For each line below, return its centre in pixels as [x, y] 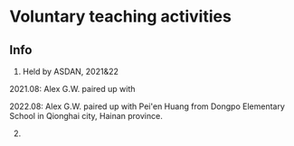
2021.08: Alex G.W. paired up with [72, 89]
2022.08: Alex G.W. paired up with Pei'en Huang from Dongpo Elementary [147, 106]
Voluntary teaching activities [121, 17]
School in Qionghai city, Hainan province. [86, 116]
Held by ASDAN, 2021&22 [71, 71]
